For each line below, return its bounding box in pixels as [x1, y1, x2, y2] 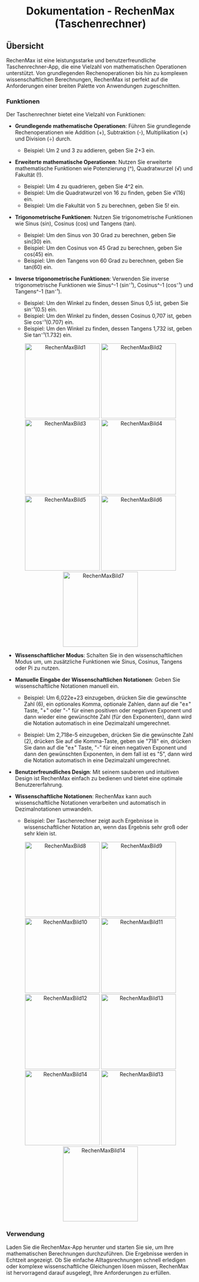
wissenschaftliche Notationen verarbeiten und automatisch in [14, 799, 166, 807]
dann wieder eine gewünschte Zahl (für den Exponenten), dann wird [23, 713, 192, 721]
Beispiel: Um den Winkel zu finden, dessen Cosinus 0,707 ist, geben [23, 312, 192, 319]
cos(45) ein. [23, 251, 54, 258]
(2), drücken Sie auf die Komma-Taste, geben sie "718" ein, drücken [23, 738, 191, 745]
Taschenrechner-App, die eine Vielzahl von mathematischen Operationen [6, 63, 187, 70]
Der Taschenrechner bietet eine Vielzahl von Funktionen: [6, 111, 146, 118]
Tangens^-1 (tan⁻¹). [14, 288, 62, 295]
